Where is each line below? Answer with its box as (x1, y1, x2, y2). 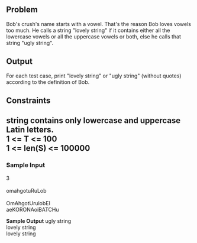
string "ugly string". (6, 39, 54, 46)
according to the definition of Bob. (6, 78, 90, 85)
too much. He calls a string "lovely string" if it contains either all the (6, 27, 170, 34)
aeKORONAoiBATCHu (6, 206, 59, 213)
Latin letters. (6, 125, 54, 135)
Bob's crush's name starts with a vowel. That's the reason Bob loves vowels (6, 20, 191, 27)
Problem (6, 5, 38, 15)
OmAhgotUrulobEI (6, 199, 50, 206)
